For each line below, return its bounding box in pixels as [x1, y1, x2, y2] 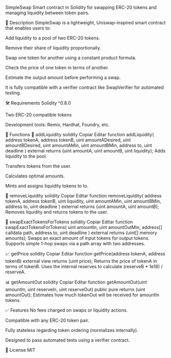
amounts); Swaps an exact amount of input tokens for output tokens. [5, 235, 150, 241]
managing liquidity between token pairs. [5, 10, 90, 16]
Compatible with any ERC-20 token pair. [5, 317, 89, 323]
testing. [5, 90, 21, 96]
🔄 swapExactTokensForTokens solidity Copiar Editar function [5, 219, 133, 225]
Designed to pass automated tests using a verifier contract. [5, 337, 130, 343]
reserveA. [5, 269, 26, 275]
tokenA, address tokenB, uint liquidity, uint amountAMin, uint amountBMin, [5, 198, 162, 204]
